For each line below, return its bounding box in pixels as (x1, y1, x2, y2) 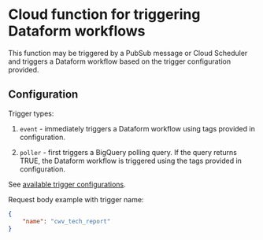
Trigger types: (8, 109, 54, 118)
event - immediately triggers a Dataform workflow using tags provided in (19, 124, 256, 133)
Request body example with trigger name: (8, 194, 144, 204)
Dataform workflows (8, 22, 146, 40)
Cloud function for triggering (8, 6, 201, 24)
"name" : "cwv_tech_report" (22, 217, 111, 225)
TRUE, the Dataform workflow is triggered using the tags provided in (19, 156, 243, 165)
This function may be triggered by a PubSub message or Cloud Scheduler (8, 48, 248, 57)
